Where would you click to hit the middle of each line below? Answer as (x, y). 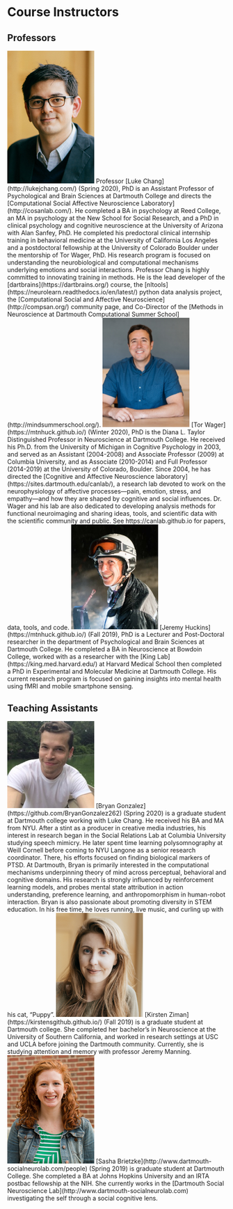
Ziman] (179, 1014)
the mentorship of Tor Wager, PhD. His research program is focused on (109, 255)
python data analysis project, (180, 292)
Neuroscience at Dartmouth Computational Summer (82, 314)
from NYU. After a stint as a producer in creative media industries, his (107, 828)
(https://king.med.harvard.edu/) (53, 664)
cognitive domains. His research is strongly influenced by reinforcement (111, 880)
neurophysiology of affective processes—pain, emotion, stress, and (104, 491)
